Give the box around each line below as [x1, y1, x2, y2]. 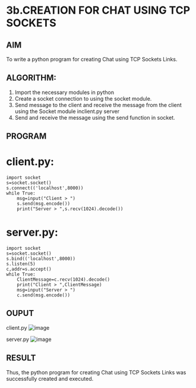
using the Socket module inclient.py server [14, 108, 120, 115]
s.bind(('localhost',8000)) [6, 256, 76, 262]
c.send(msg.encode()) [17, 292, 70, 298]
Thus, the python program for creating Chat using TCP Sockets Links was [6, 368, 186, 376]
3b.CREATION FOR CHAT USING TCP [6, 4, 191, 17]
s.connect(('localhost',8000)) [6, 185, 84, 191]
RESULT [6, 353, 36, 363]
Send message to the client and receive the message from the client [14, 101, 182, 108]
